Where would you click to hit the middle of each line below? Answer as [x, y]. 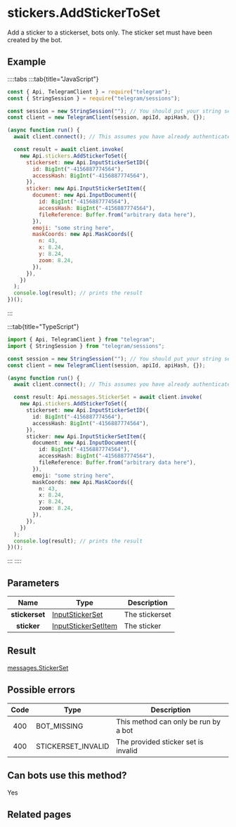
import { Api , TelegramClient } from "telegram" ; [81, 339]
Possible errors [41, 690]
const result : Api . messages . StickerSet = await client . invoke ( [108, 397]
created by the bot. [35, 39]
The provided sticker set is [159, 741]
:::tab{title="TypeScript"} [43, 327]
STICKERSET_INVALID [73, 746]
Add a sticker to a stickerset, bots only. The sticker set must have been [110, 32]
